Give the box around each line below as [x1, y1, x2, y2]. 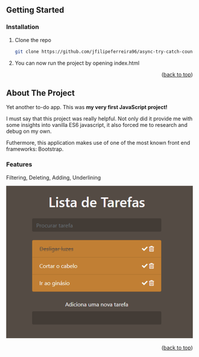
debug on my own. [6, 128, 52, 135]
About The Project [6, 88, 75, 98]
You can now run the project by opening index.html [14, 59, 140, 66]
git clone [14, 49, 40, 55]
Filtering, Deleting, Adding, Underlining [6, 174, 101, 181]
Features [6, 160, 33, 168]
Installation [6, 23, 40, 31]
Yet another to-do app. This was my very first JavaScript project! [6, 104, 168, 111]
